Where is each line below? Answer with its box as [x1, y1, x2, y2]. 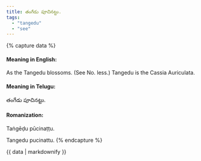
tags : [6, 14, 20, 20]
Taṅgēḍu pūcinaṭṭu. [6, 124, 55, 132]
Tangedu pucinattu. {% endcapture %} [6, 136, 103, 144]
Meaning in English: [6, 55, 57, 63]
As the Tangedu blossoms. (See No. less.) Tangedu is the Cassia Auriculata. [6, 69, 195, 76]
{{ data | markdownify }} [6, 148, 67, 155]
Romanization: [6, 112, 44, 119]
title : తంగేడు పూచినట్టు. [6, 8, 62, 15]
